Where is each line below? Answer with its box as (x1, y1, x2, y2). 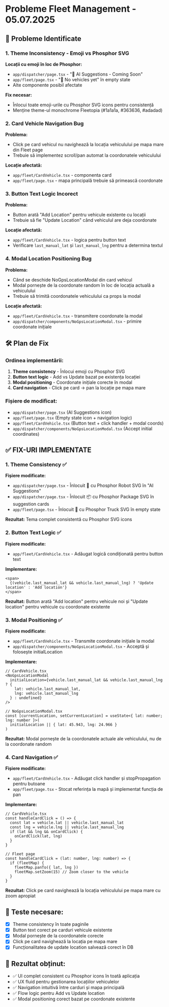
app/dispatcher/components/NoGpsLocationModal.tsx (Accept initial (12, 425, 153, 432)
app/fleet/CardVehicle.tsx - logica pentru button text (12, 237, 126, 243)
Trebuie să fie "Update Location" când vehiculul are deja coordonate (12, 217, 157, 223)
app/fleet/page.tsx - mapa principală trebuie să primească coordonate (12, 177, 163, 184)
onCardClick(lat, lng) (14, 834, 63, 839)
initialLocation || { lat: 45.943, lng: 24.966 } (10, 722, 117, 728)
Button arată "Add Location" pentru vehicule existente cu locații (12, 212, 146, 218)
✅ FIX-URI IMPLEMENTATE (5, 446, 92, 455)
